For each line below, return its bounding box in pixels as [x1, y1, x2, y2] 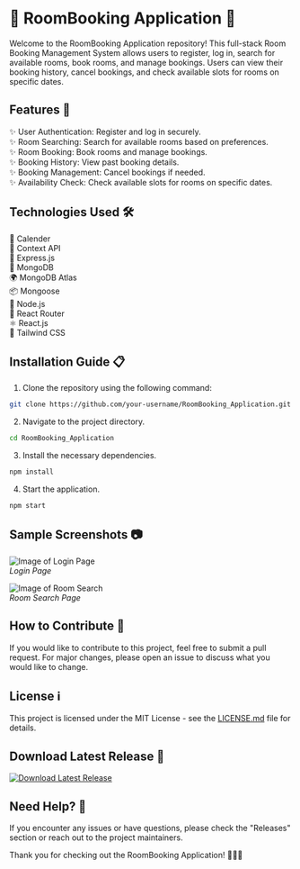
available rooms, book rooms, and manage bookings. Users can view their [9, 57, 284, 68]
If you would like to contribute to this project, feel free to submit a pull [9, 642, 267, 653]
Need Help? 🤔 [9, 799, 87, 814]
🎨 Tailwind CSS [9, 327, 66, 338]
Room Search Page [9, 592, 81, 602]
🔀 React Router [9, 308, 65, 319]
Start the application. [22, 484, 101, 494]
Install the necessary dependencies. [22, 450, 157, 461]
